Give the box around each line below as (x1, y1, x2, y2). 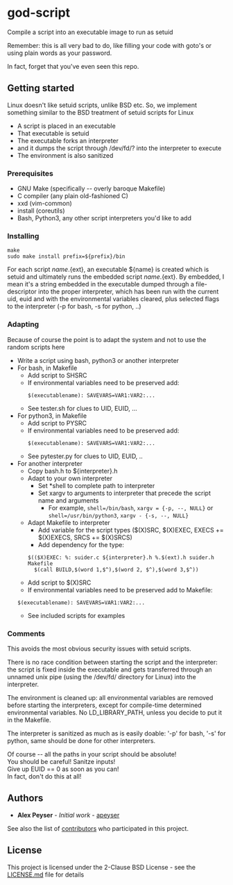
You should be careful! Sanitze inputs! (7, 757, 116, 765)
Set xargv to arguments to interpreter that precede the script (37, 489, 212, 497)
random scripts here (7, 343, 65, 351)
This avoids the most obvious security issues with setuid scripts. (7, 644, 192, 653)
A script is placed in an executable (17, 122, 116, 130)
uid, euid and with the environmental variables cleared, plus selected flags (7, 295, 220, 303)
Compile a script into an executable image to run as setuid (7, 28, 173, 36)
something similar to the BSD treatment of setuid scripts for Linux (7, 108, 194, 116)
